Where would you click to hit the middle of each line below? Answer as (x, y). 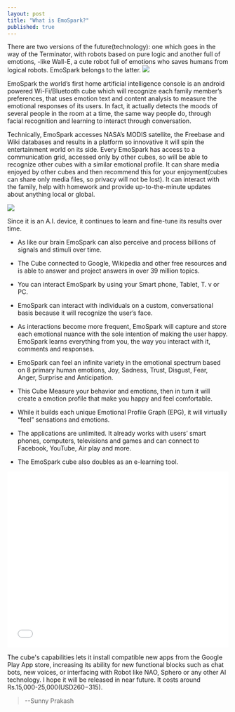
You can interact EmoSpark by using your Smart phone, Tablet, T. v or (118, 285)
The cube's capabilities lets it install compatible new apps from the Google (115, 657)
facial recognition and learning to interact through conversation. (99, 121)
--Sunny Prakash (49, 701)
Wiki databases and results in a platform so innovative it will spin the (106, 142)
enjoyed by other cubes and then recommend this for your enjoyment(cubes (117, 172)
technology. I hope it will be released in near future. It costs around (104, 680)
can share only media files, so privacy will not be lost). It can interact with (113, 179)
